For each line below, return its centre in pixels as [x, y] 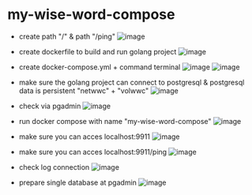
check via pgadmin [50, 106]
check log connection [54, 167]
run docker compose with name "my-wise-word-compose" [115, 121]
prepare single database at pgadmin [78, 182]
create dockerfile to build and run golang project [98, 51]
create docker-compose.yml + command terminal [100, 67]
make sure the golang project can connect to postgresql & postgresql [132, 82]
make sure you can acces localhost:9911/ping [93, 152]
